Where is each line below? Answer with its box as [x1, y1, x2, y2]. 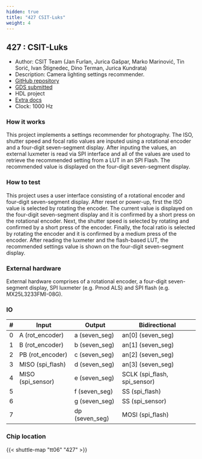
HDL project [14, 90, 45, 97]
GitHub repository [14, 77, 60, 85]
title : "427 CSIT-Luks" [6, 14, 66, 20]
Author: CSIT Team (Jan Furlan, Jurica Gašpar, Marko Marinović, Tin [14, 58, 185, 65]
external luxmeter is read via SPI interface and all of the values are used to [6, 151, 191, 158]
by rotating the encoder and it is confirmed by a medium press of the [6, 230, 177, 237]
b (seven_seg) [74, 341, 115, 349]
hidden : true [6, 8, 39, 15]
